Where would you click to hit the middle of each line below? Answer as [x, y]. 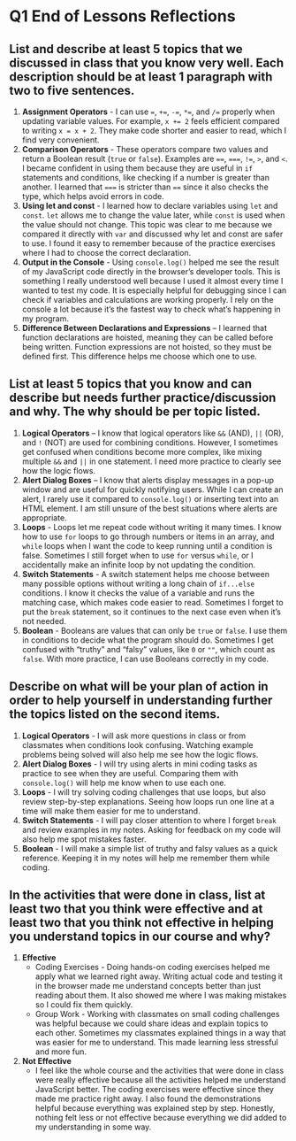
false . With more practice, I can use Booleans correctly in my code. [145, 659]
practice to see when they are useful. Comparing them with [130, 773]
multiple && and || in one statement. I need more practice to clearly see [152, 461]
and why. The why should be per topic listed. [135, 412]
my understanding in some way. [93, 1127]
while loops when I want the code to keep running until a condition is [147, 545]
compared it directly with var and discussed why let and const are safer [152, 234]
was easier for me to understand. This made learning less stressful [156, 1043]
